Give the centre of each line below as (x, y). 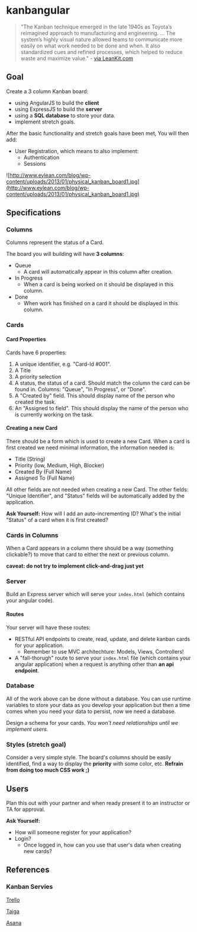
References (28, 870)
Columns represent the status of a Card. (55, 242)
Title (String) (30, 459)
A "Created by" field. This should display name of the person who (95, 395)
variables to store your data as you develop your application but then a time (98, 705)
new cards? (38, 851)
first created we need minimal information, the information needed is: (90, 447)
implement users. (27, 729)
